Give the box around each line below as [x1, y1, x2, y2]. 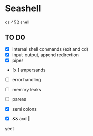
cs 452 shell [5, 19, 30, 25]
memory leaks [12, 87, 41, 92]
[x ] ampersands [12, 67, 46, 73]
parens [12, 96, 27, 102]
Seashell [5, 3, 41, 14]
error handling [12, 76, 41, 82]
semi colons [12, 106, 37, 112]
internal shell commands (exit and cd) [12, 46, 89, 52]
